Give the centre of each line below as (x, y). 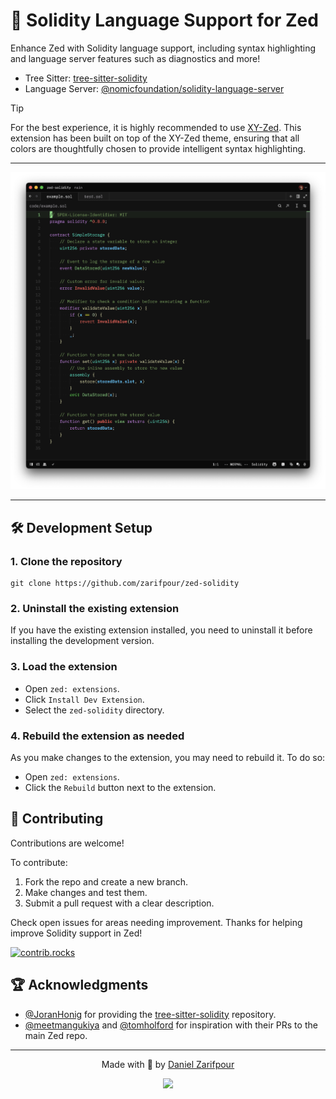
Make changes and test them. (86, 892)
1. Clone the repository (66, 561)
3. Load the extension (64, 667)
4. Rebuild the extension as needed (97, 736)
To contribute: (39, 862)
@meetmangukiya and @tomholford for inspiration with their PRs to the (171, 1025)
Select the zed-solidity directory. (94, 710)
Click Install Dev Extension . (84, 699)
